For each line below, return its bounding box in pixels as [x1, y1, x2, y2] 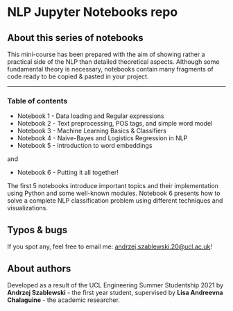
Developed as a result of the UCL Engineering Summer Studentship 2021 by [7, 280, 224, 289]
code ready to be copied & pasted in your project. [7, 72, 149, 81]
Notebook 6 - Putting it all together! [17, 168, 119, 177]
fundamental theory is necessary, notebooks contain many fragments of [7, 65, 214, 73]
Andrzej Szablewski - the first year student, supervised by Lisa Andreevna [7, 288, 223, 296]
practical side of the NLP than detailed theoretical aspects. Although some [7, 58, 220, 66]
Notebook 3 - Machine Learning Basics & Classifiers [17, 126, 166, 135]
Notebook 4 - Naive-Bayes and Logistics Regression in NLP [17, 134, 188, 142]
